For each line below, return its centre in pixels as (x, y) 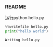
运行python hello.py (25, 18)
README (16, 7)
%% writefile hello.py (27, 27)
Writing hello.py (22, 40)
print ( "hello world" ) (27, 31)
